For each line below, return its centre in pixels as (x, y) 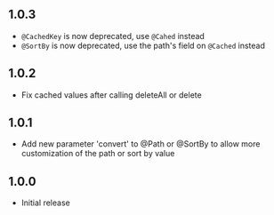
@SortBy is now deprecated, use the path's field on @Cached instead (143, 45)
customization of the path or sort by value (98, 154)
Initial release (45, 203)
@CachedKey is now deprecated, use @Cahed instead (113, 36)
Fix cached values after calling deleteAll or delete (111, 95)
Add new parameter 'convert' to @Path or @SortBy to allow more (141, 144)
